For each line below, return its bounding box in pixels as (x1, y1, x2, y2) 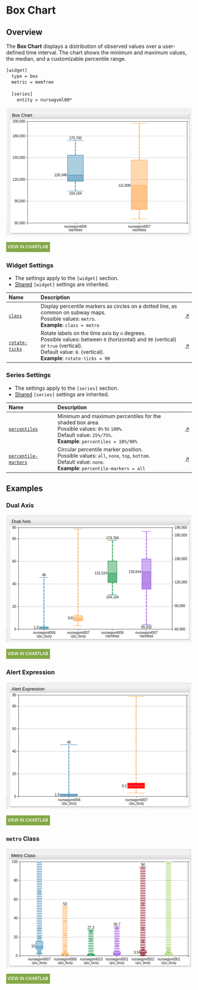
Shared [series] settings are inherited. (14, 390, 110, 398)
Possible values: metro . (40, 315, 96, 322)
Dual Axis (6, 501, 34, 509)
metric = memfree (11, 79, 54, 85)
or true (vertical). (40, 342, 82, 349)
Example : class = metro (40, 321, 100, 328)
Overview (6, 27, 43, 37)
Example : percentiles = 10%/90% (57, 438, 137, 445)
